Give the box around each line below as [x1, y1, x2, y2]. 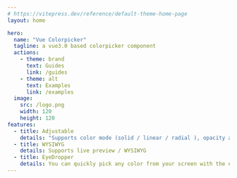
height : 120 [20, 115, 55, 122]
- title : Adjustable [13, 127, 74, 134]
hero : [7, 30, 23, 37]
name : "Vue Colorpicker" [13, 36, 87, 43]
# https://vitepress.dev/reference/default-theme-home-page [7, 10, 188, 18]
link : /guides [25, 68, 68, 76]
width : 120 [20, 108, 52, 115]
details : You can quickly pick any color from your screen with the [20, 160, 226, 167]
